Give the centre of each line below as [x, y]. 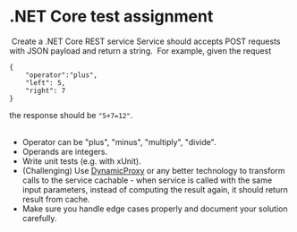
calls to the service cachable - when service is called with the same [147, 180]
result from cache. [56, 199]
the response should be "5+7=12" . [71, 115]
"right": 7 [46, 90]
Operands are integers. [65, 151]
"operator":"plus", [62, 75]
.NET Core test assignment [111, 17]
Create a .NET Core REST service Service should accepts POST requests [146, 41]
